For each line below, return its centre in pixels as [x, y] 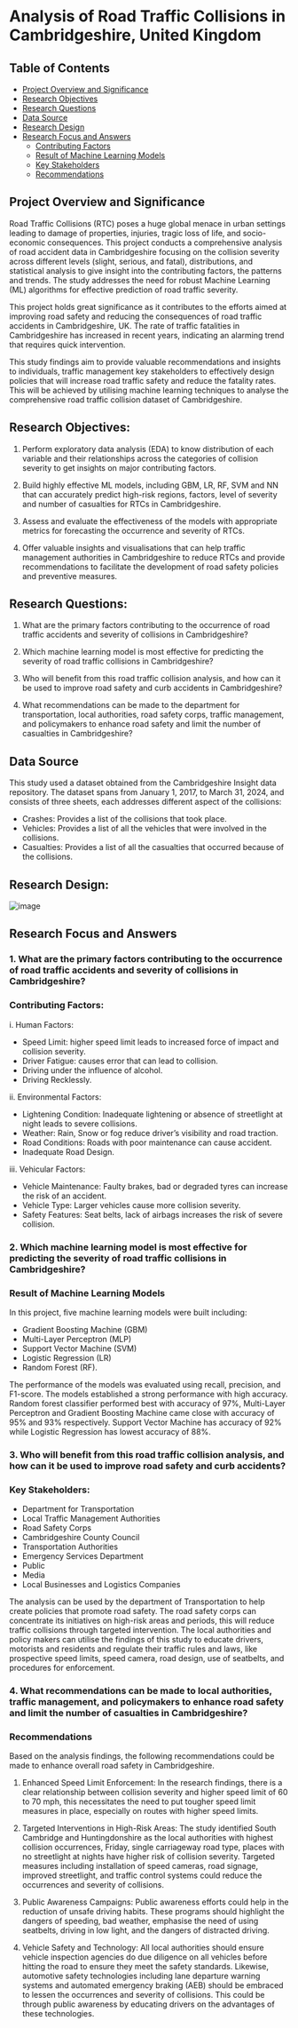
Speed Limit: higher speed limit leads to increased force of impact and [150, 1042]
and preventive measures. [70, 576]
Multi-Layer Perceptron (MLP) [77, 1339]
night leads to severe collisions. [79, 1123]
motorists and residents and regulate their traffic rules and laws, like [133, 1649]
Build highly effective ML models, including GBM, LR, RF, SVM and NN [150, 485]
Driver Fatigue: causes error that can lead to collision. [120, 1061]
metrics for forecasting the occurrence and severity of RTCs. [133, 530]
